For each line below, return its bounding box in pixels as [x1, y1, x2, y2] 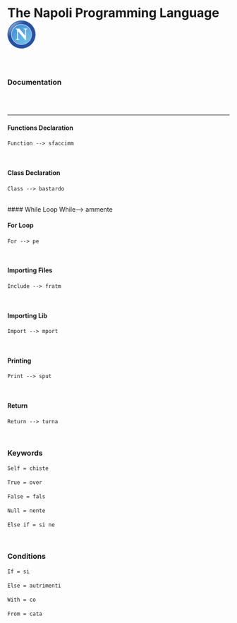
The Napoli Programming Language [7, 5, 220, 21]
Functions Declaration [7, 123, 74, 132]
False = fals [7, 492, 46, 500]
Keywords [7, 448, 43, 458]
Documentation [7, 77, 62, 87]
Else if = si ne [7, 521, 55, 528]
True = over [7, 478, 42, 486]
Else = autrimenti [7, 582, 61, 590]
